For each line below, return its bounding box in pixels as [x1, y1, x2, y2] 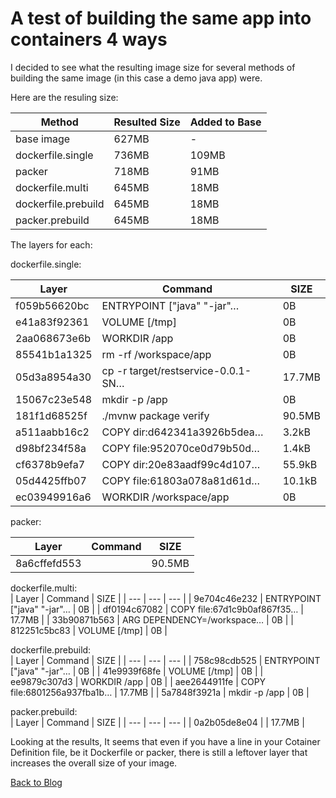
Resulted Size [113, 115, 181, 129]
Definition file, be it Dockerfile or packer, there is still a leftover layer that [10, 746, 308, 758]
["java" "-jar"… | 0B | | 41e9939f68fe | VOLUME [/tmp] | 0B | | [10, 665, 264, 677]
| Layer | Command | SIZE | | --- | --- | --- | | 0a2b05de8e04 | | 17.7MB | [10, 716, 305, 728]
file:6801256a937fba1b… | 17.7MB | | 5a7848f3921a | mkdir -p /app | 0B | [10, 686, 310, 698]
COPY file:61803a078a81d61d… [101, 473, 261, 487]
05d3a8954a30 [15, 370, 92, 384]
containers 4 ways [10, 28, 168, 51]
